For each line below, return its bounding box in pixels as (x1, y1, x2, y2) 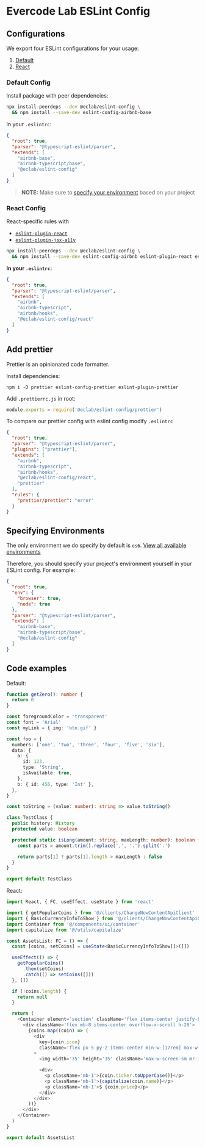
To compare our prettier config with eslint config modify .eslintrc (6, 418, 173, 425)
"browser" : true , (17, 595, 62, 601)
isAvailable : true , (22, 770, 72, 776)
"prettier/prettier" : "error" (17, 497, 95, 504)
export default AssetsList (6, 1134, 75, 1141)
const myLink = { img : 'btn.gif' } (6, 724, 97, 731)
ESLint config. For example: (6, 566, 76, 574)
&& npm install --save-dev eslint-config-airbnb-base (12, 110, 151, 116)
